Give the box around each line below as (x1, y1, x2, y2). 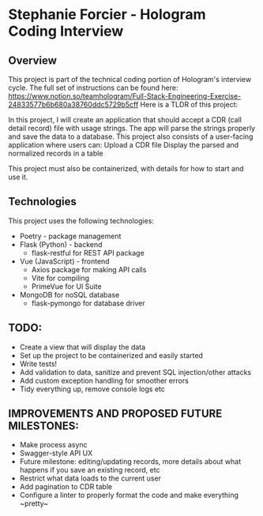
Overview (8, 54, 58, 67)
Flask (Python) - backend (19, 239, 103, 249)
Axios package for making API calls (31, 264, 147, 274)
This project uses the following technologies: (8, 215, 154, 226)
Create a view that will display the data (19, 342, 146, 352)
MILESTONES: (8, 420, 79, 433)
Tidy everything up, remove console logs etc (19, 384, 166, 394)
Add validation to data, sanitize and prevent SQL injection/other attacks (19, 367, 251, 376)
